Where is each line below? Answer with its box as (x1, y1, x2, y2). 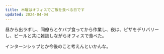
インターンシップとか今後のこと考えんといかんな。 (5, 43, 111, 49)
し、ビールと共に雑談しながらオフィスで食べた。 (5, 32, 107, 38)
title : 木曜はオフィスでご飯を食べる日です (5, 7, 85, 12)
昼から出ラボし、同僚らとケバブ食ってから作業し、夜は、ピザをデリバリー (5, 26, 159, 32)
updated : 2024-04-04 (5, 12, 49, 17)
